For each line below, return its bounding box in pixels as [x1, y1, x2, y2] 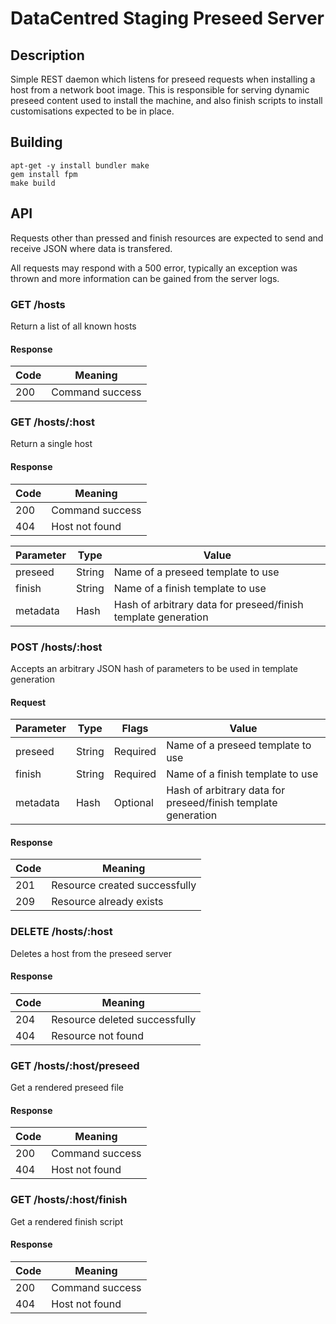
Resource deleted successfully [51, 1012, 197, 1026]
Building [10, 134, 63, 151]
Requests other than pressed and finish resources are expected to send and [10, 232, 324, 244]
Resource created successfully [51, 878, 197, 892]
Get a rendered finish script [10, 1215, 124, 1227]
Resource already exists [51, 895, 164, 909]
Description [10, 47, 85, 64]
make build [10, 178, 56, 188]
